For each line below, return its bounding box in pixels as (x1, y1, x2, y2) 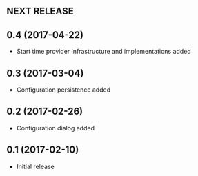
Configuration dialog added (16, 124, 95, 132)
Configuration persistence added (16, 86, 111, 94)
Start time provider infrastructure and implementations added (16, 48, 191, 56)
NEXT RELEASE (6, 6, 74, 17)
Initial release (16, 162, 55, 170)
